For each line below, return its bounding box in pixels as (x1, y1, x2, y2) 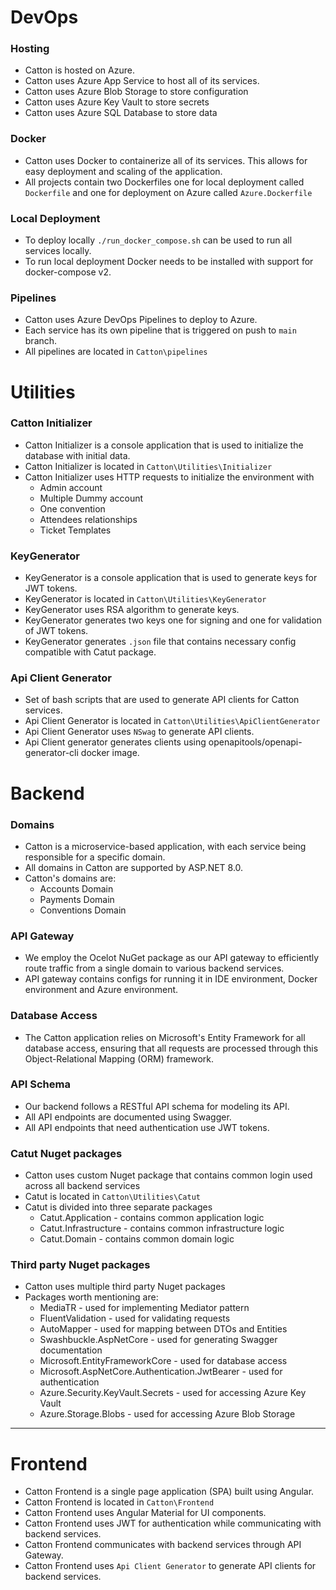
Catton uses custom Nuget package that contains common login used (24, 1169, 313, 1181)
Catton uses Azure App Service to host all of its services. (24, 75, 260, 87)
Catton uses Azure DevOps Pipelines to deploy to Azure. (24, 314, 258, 326)
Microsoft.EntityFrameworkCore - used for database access (39, 1355, 288, 1367)
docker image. (80, 747, 140, 759)
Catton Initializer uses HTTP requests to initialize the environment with (24, 471, 315, 483)
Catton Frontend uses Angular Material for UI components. (24, 1507, 267, 1519)
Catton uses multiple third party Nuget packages (24, 1281, 226, 1293)
